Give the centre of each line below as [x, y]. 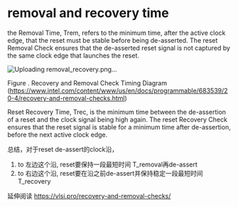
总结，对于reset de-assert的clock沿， [63, 149]
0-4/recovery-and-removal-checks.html [66, 98]
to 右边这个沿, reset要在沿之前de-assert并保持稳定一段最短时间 [110, 173]
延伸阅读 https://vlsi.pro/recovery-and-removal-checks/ [89, 196]
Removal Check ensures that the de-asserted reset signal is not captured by [119, 48]
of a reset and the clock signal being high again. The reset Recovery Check [117, 120]
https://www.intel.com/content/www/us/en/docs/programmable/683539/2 [119, 90]
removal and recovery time [88, 13]
